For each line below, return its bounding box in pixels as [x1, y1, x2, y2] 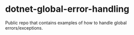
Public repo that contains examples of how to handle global [5, 20, 127, 26]
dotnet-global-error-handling [5, 3, 130, 15]
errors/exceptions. [5, 25, 43, 31]
